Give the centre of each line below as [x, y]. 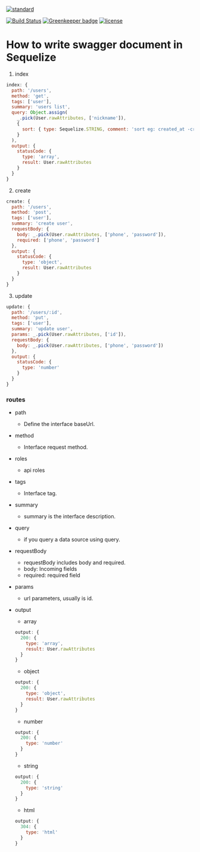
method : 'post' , [32, 212]
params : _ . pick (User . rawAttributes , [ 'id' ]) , [69, 335]
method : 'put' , [30, 318]
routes [16, 399]
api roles [34, 470]
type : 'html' [42, 832]
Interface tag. [40, 493]
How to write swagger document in [95, 45]
